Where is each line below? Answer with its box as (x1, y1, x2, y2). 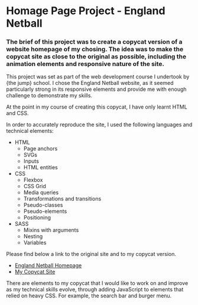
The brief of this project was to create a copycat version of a (6, 38, 183, 46)
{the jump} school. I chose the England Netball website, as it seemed (6, 80, 174, 87)
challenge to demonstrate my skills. (6, 92, 93, 99)
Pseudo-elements (23, 208, 67, 215)
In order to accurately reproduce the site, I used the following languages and (6, 121, 193, 128)
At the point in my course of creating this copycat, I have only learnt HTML (6, 103, 187, 110)
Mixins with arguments (23, 227, 79, 234)
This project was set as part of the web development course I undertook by (6, 73, 190, 80)
